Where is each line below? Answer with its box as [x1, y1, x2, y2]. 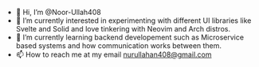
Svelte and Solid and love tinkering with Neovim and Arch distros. [15, 24, 231, 33]
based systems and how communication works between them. [15, 41, 222, 50]
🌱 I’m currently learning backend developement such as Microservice [15, 32, 245, 42]
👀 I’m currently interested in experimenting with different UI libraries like [15, 16, 252, 25]
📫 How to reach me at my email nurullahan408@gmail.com [15, 50, 212, 59]
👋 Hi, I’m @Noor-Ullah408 [15, 8, 101, 17]
